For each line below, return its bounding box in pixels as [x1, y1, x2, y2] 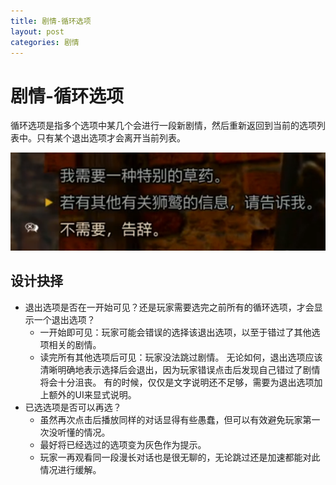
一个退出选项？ [33, 313, 96, 325]
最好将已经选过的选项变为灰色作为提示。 [39, 438, 207, 450]
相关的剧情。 [48, 338, 102, 350]
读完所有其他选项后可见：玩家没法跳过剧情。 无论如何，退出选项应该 [39, 351, 323, 363]
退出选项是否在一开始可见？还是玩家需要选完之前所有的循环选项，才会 [24, 301, 315, 313]
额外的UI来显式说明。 [48, 388, 137, 400]
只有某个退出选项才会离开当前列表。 [36, 132, 186, 144]
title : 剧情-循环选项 [10, 16, 92, 26]
